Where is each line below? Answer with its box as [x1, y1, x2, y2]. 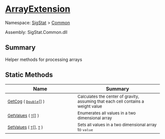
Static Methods [5, 71, 53, 79]
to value [78, 127, 93, 132]
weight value [78, 103, 102, 109]
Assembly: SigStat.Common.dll [5, 29, 68, 35]
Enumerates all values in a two [78, 110, 136, 116]
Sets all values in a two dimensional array [78, 122, 157, 127]
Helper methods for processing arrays [5, 56, 82, 62]
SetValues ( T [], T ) [7, 124, 43, 130]
